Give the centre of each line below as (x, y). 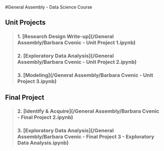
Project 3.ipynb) (37, 82)
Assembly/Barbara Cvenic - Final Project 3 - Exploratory (86, 137)
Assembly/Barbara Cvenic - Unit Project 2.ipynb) (77, 62)
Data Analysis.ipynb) (43, 143)
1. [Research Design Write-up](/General (66, 36)
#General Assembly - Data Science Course (49, 7)
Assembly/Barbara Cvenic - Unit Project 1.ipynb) (76, 43)
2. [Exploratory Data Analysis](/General (66, 56)
